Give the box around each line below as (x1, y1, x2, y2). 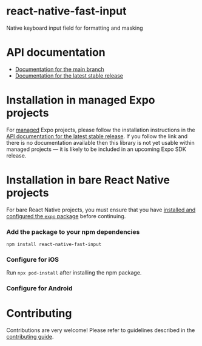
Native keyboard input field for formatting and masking (6, 24, 144, 32)
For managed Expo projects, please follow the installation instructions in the (6, 126, 195, 133)
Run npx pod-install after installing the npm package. (6, 269, 142, 276)
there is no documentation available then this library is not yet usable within (6, 139, 195, 146)
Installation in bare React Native (6, 173, 170, 187)
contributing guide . (6, 333, 54, 341)
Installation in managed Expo (6, 93, 155, 107)
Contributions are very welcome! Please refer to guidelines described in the (6, 327, 195, 334)
